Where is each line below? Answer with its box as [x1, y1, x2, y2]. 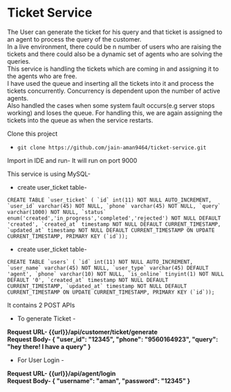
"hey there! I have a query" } [7, 342, 91, 350]
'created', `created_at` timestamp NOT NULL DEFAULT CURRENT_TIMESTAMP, [7, 220, 221, 228]
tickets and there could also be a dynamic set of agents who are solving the [7, 50, 223, 58]
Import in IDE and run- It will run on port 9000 [7, 156, 138, 164]
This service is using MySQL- [7, 170, 91, 178]
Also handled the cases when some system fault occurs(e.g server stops [7, 101, 215, 109]
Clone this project [7, 130, 58, 138]
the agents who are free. [7, 71, 77, 80]
